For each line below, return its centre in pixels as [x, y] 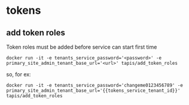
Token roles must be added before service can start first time [82, 47]
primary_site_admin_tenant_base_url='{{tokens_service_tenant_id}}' [93, 91]
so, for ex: [19, 74]
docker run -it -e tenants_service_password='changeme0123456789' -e [95, 85]
